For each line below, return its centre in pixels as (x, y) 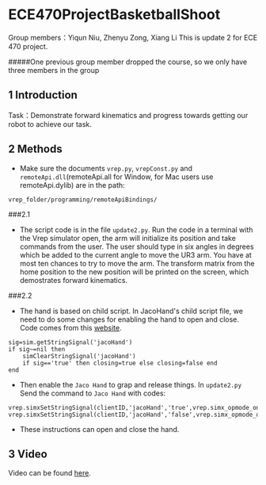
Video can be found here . (49, 473)
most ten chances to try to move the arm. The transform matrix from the (137, 263)
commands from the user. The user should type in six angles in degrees (137, 246)
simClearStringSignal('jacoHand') (79, 356)
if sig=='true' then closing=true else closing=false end (120, 363)
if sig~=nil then (37, 349)
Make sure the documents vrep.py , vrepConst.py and (106, 168)
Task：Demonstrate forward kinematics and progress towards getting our (128, 115)
